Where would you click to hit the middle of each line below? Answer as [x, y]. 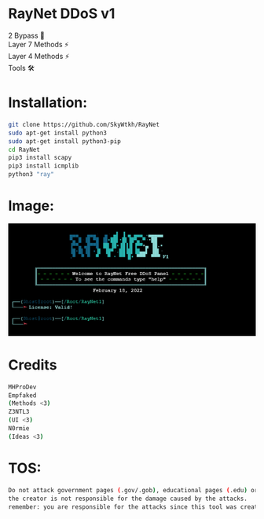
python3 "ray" [31, 175]
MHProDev [22, 387]
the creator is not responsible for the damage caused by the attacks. [128, 499]
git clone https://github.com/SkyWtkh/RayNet [84, 124]
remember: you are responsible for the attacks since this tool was [123, 507]
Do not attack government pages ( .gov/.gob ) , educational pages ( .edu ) [128, 490]
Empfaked [22, 395]
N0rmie [19, 429]
